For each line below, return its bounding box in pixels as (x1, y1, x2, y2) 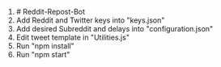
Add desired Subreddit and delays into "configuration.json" (15, 24, 214, 33)
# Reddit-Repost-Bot (15, 7, 86, 16)
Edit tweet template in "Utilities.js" (15, 32, 130, 42)
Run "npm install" (15, 41, 74, 51)
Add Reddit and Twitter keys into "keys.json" (15, 15, 165, 25)
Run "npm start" (15, 50, 70, 59)
